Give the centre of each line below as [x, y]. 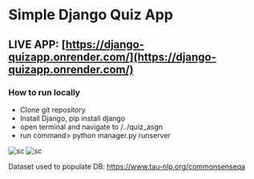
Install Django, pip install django [73, 118]
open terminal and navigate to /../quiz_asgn [91, 127]
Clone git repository [52, 109]
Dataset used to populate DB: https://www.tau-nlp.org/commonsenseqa [127, 166]
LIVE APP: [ [37, 45]
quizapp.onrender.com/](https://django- [112, 57]
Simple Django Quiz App [91, 15]
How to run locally [44, 92]
